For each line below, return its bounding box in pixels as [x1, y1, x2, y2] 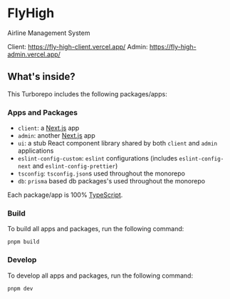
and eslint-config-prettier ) [32, 162, 118, 171]
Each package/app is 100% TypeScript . [7, 191, 123, 199]
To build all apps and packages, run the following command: [7, 225, 184, 233]
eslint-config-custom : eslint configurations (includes [17, 154, 178, 163]
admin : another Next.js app [17, 131, 95, 140]
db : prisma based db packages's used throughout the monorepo [17, 177, 205, 186]
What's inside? [7, 71, 76, 83]
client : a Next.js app [17, 123, 80, 133]
